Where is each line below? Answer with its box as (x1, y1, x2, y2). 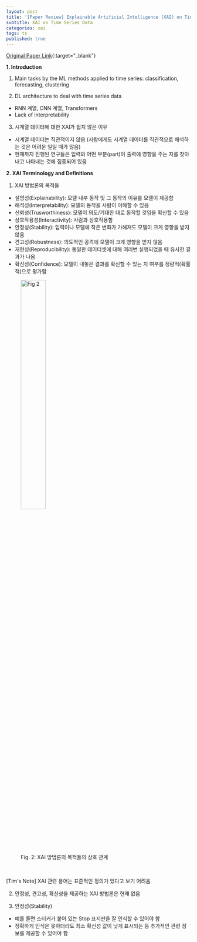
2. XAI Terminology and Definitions (6, 170, 94, 176)
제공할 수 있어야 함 (25, 930, 69, 937)
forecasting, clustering (14, 81, 69, 88)
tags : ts (6, 31, 28, 36)
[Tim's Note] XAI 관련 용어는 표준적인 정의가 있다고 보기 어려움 (6, 877, 151, 884)
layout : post (6, 8, 38, 15)
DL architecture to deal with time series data (14, 92, 122, 99)
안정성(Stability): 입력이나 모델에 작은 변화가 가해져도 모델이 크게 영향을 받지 (14, 224, 189, 231)
